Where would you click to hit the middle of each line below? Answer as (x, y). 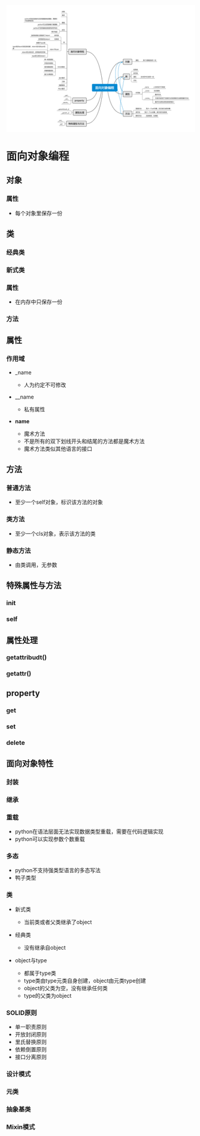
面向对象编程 (38, 156)
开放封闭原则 (31, 1034)
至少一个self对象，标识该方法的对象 (59, 502)
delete (16, 742)
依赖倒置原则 (31, 1049)
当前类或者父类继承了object (58, 922)
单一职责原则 (31, 1027)
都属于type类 (40, 973)
